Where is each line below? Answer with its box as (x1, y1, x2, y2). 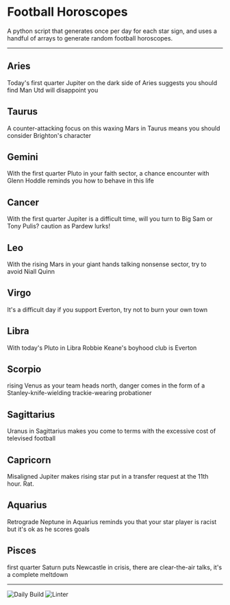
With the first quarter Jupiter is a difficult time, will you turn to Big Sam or (7, 215, 214, 223)
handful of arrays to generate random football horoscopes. (7, 34, 173, 42)
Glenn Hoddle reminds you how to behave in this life (7, 176, 154, 185)
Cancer (7, 196, 40, 208)
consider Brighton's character (7, 131, 91, 139)
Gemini (7, 151, 38, 163)
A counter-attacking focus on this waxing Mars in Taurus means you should (7, 124, 220, 132)
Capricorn (7, 454, 51, 466)
